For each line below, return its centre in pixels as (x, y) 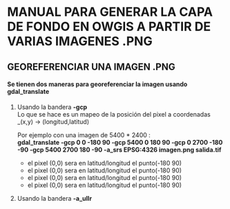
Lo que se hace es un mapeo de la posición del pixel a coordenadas (114, 114)
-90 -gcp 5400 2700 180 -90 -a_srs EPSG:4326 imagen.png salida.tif (119, 150)
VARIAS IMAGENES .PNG (80, 41)
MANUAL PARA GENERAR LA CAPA (110, 12)
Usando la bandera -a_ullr (54, 198)
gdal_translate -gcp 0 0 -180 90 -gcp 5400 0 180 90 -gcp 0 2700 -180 (120, 142)
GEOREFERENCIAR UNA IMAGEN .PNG (91, 67)
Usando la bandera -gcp (52, 107)
